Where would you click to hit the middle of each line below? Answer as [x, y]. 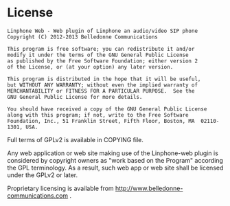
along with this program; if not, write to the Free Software [98, 115]
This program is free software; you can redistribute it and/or [101, 49]
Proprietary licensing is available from [61, 188]
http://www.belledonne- [149, 188]
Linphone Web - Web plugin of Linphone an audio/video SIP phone [102, 31]
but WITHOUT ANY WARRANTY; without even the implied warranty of [102, 85]
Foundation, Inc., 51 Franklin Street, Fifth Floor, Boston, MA [101, 121]
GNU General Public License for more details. [75, 97]
